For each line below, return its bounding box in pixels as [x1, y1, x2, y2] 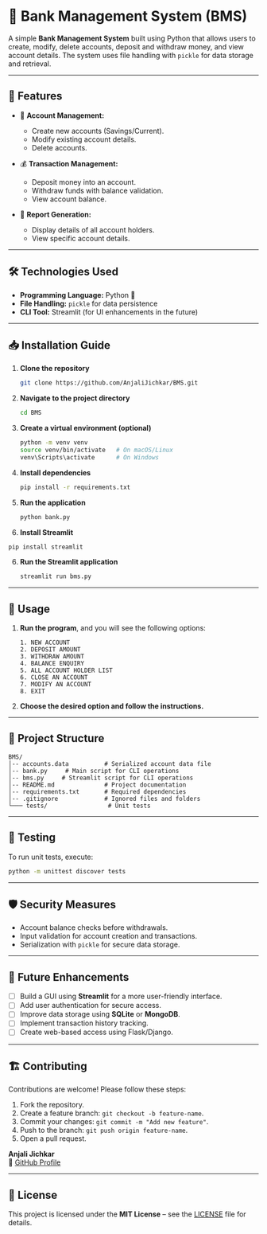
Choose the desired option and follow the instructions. [19, 701, 204, 711]
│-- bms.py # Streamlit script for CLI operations [8, 774, 194, 782]
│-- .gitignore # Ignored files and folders [8, 795, 201, 802]
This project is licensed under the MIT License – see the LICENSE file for [8, 1209, 246, 1219]
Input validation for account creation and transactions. [19, 931, 198, 941]
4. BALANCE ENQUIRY [19, 660, 85, 668]
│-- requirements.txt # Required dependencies [8, 787, 187, 795]
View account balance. [31, 194, 107, 204]
